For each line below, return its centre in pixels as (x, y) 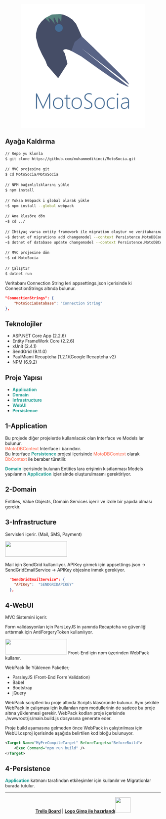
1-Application (26, 426)
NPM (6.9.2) (25, 362)
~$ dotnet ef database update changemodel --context (61, 242)
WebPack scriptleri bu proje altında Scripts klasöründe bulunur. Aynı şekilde (82, 702)
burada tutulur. (20, 786)
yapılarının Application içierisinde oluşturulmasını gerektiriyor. (68, 474)
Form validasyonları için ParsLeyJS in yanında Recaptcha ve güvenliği (76, 626)
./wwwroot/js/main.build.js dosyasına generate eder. (59, 718)
